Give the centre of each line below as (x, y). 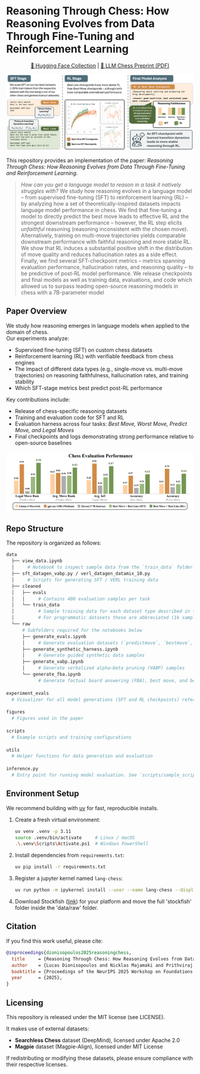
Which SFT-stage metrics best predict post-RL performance (88, 388)
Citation (21, 927)
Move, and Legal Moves (44, 430)
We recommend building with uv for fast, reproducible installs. (82, 808)
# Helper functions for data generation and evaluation (82, 756)
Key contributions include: (38, 399)
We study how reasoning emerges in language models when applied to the (98, 325)
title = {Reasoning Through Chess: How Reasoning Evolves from (97, 959)
